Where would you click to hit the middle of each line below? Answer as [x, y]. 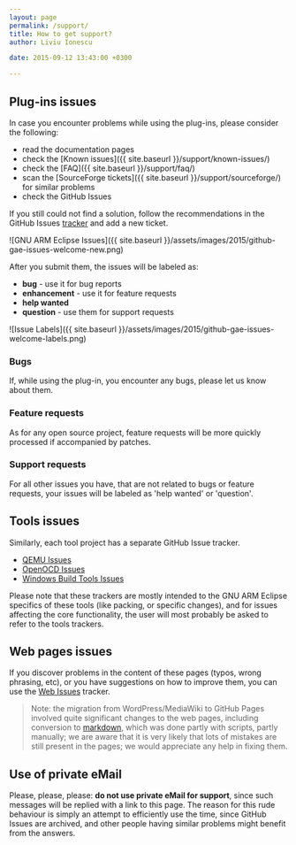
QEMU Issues [47, 559]
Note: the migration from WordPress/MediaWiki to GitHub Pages [148, 709]
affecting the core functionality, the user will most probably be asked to [139, 614]
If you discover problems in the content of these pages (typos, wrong [136, 672]
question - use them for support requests [98, 311]
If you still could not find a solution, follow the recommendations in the [137, 213]
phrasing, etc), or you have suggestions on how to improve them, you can [143, 682]
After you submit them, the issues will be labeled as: [104, 266]
